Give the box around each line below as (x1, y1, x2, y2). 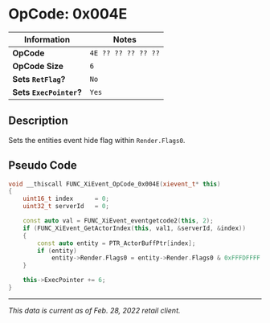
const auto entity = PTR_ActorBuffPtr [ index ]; (37, 239, 196, 247)
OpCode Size (12, 60, 64, 72)
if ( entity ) (37, 247, 78, 255)
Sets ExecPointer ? (12, 86, 82, 97)
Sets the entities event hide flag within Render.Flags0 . (8, 135, 186, 145)
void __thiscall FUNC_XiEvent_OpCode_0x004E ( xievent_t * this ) (8, 180, 221, 188)
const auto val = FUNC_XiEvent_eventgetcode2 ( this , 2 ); (22, 217, 215, 225)
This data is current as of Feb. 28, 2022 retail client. (8, 305, 181, 315)
